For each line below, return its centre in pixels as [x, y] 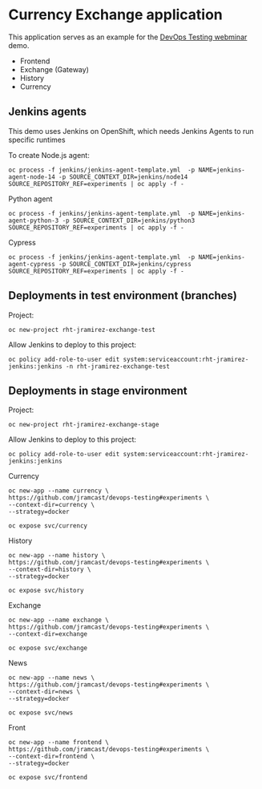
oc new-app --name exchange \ [59, 620]
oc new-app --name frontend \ [59, 742]
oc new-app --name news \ [51, 678]
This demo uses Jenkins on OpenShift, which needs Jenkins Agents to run [131, 131]
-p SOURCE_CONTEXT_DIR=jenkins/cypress [125, 264]
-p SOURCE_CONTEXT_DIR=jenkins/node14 [123, 177]
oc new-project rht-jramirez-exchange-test [82, 330]
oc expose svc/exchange [48, 648]
